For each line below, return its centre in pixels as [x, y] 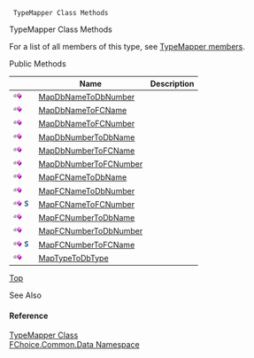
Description [172, 83]
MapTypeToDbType [73, 258]
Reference [29, 315]
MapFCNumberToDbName [87, 218]
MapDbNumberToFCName [87, 151]
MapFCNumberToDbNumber [91, 231]
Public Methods [38, 64]
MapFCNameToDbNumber [87, 191]
